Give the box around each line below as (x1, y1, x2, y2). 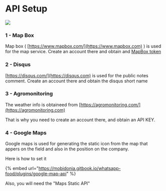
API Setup (5, 3, 48, 15)
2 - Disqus (5, 61, 31, 68)
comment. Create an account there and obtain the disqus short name (5, 78, 148, 84)
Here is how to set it (5, 156, 47, 162)
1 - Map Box (5, 32, 34, 39)
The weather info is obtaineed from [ (5, 101, 81, 108)
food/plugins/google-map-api (5, 171, 67, 177)
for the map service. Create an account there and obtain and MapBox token (5, 49, 161, 55)
